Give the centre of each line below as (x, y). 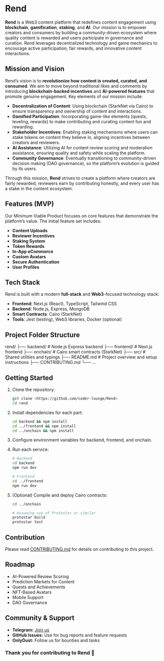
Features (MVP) (30, 204)
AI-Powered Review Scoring (41, 576)
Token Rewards (28, 246)
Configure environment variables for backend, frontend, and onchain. (82, 440)
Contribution (25, 537)
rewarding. (23, 127)
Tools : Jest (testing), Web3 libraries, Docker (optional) (67, 319)
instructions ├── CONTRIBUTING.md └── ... (51, 362)
